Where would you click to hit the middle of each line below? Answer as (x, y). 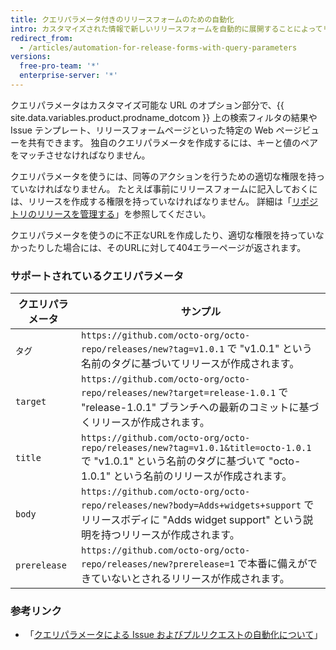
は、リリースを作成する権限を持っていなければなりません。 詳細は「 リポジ (164, 201)
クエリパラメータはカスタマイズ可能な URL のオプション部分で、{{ (147, 105)
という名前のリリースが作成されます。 (203, 476)
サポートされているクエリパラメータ (97, 276)
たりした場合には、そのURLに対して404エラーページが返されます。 (167, 247)
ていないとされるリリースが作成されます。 (190, 579)
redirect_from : (42, 38)
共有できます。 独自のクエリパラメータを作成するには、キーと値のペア (173, 142)
